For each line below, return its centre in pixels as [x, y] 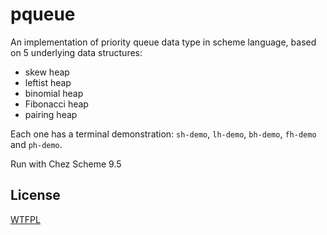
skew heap [47, 72]
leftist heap [48, 82]
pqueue [43, 14]
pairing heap [51, 114]
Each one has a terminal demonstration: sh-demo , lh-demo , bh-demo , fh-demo [163, 134]
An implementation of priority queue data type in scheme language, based [163, 42]
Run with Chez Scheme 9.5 [66, 164]
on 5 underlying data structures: [76, 52]
